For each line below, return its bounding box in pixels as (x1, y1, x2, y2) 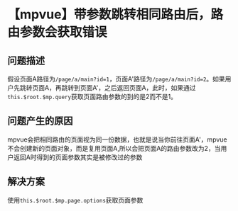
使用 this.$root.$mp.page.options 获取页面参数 (7, 195, 144, 204)
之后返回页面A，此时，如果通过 (104, 84, 197, 92)
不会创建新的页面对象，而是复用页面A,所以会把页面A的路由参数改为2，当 (7, 144, 221, 152)
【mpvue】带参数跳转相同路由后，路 (7, 6, 224, 23)
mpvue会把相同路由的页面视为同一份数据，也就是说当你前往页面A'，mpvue (7, 135, 227, 144)
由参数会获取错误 (7, 24, 108, 40)
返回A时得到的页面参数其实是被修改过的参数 (13, 153, 143, 161)
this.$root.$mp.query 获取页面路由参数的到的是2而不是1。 (7, 93, 178, 101)
